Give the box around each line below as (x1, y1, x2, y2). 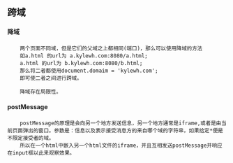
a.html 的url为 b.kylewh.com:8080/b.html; (20, 59, 143, 66)
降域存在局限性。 (20, 88, 61, 95)
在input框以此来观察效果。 (7, 149, 75, 156)
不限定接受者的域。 (7, 134, 54, 141)
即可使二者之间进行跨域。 (20, 74, 82, 82)
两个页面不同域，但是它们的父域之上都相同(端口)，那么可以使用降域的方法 (20, 45, 203, 52)
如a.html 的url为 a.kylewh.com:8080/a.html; (20, 52, 149, 59)
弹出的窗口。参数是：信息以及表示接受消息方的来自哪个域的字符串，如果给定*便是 (22, 127, 223, 134)
